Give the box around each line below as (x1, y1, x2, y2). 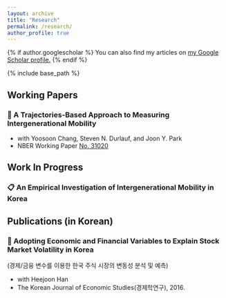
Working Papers (7, 89, 78, 101)
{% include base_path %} (7, 69, 80, 77)
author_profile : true (7, 29, 70, 37)
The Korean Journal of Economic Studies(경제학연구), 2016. (17, 283, 185, 291)
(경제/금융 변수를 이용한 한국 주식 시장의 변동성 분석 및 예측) (7, 261, 169, 270)
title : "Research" (7, 17, 60, 24)
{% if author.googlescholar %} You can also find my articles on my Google (7, 48, 219, 57)
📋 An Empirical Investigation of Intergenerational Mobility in (7, 183, 214, 192)
